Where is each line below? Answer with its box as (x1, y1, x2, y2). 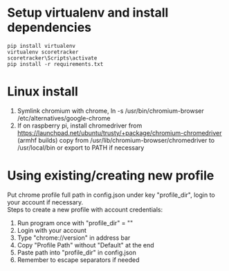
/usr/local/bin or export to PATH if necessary (17, 143, 145, 152)
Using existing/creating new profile (7, 168, 214, 184)
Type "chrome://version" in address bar (17, 234, 131, 242)
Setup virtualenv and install (7, 5, 169, 21)
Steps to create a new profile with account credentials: (7, 205, 163, 213)
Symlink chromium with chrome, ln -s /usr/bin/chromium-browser (17, 106, 204, 115)
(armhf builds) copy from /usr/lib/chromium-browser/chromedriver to (17, 136, 215, 144)
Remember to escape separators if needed (17, 255, 140, 264)
